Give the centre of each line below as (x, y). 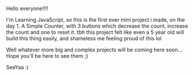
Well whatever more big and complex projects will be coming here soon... (94, 50)
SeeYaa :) (18, 67)
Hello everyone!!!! (27, 8)
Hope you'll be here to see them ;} (47, 56)
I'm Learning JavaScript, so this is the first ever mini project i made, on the (96, 20)
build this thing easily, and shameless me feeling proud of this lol (84, 38)
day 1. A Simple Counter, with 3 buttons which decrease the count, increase (97, 26)
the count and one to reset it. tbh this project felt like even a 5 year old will (95, 32)
